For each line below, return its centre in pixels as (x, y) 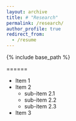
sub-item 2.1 (40, 93)
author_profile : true (34, 29)
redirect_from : (26, 34)
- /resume (24, 40)
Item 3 (23, 113)
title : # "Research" (33, 18)
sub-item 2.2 (40, 100)
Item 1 (22, 80)
